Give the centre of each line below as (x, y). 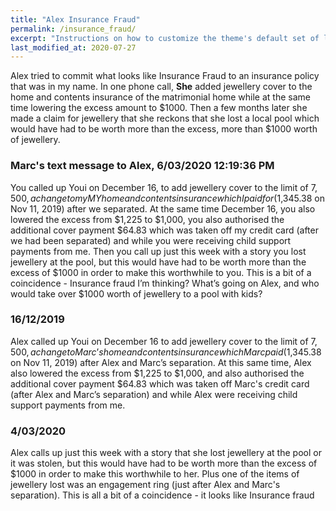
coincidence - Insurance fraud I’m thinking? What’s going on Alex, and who (165, 283)
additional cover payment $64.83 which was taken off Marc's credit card (160, 383)
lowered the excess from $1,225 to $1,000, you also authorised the (147, 219)
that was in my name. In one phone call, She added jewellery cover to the (161, 87)
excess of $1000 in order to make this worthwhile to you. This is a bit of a (161, 272)
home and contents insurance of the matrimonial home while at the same (160, 97)
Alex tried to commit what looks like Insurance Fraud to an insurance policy (165, 76)
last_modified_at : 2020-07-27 (73, 47)
